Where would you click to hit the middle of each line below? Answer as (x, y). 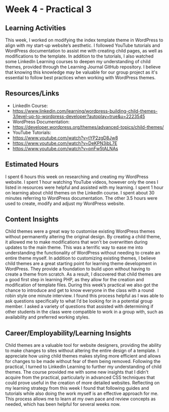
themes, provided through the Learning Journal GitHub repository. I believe (83, 67)
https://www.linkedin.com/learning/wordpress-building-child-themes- (85, 111)
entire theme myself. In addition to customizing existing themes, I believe (80, 258)
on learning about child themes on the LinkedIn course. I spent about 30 (80, 192)
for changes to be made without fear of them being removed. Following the (83, 362)
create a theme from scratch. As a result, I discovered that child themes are (83, 274)
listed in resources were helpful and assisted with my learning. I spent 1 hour (84, 187)
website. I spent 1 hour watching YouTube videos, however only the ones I (82, 182)
